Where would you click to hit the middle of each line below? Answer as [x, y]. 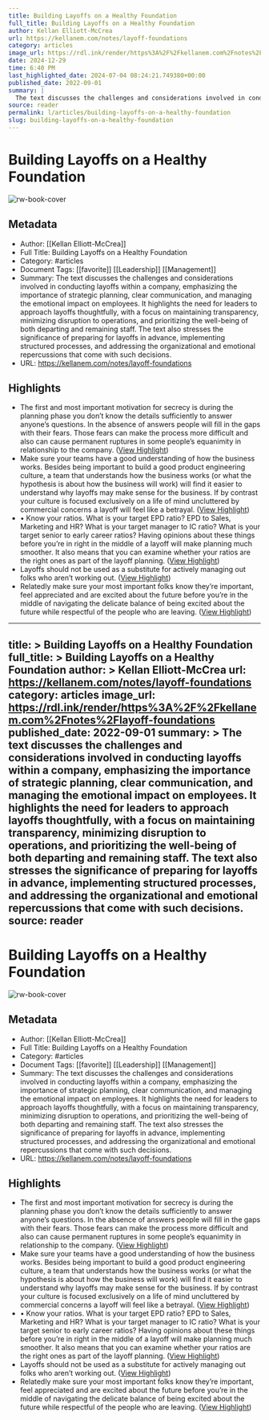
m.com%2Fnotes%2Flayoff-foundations [112, 720]
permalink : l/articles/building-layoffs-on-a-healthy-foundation [119, 113]
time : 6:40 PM [32, 68]
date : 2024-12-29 [37, 61]
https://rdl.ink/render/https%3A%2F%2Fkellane [132, 707]
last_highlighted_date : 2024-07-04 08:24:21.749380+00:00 [107, 75]
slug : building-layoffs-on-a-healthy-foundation [91, 120]
